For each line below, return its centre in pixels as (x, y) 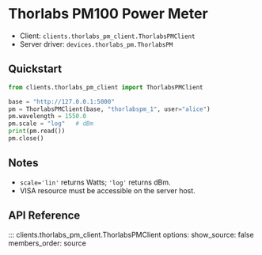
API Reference (44, 216)
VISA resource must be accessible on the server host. (107, 190)
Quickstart (35, 69)
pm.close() (26, 139)
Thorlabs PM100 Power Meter (108, 14)
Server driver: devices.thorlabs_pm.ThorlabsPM (96, 44)
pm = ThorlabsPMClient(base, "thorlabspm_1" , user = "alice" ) (110, 109)
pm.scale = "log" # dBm (51, 124)
